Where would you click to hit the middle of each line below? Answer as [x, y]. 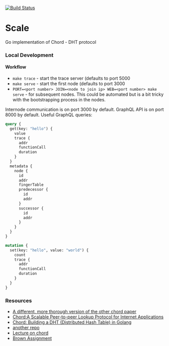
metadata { [21, 166]
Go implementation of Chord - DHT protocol [51, 42]
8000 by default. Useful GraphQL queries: [49, 115]
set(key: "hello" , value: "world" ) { [49, 250]
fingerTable [31, 185]
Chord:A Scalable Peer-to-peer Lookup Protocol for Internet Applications [88, 317]
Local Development [29, 55]
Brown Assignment [32, 338]
